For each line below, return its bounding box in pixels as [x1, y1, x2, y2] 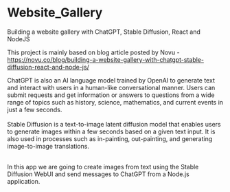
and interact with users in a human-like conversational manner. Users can [7, 83, 216, 92]
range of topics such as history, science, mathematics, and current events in [7, 98, 224, 106]
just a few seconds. [7, 105, 62, 114]
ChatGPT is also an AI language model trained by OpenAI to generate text [7, 76, 215, 84]
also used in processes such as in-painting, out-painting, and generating [7, 134, 213, 142]
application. [7, 177, 41, 185]
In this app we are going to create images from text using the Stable [7, 162, 199, 171]
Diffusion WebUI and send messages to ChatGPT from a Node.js [7, 170, 190, 178]
